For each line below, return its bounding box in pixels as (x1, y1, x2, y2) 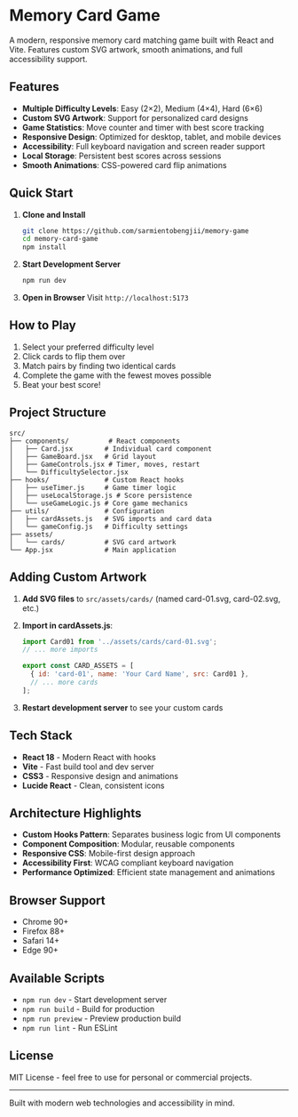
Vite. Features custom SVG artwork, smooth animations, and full (9, 44, 243, 54)
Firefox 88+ (21, 926, 65, 936)
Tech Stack (9, 728, 73, 743)
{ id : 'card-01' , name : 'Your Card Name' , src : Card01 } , (30, 670, 250, 679)
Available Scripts (9, 970, 105, 985)
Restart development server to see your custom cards (21, 702, 223, 712)
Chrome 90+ (21, 917, 69, 928)
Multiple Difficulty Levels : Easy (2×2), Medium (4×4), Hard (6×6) (21, 103, 263, 114)
